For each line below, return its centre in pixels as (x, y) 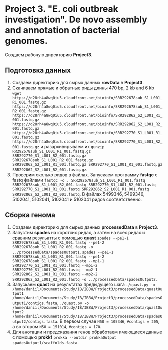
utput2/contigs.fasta (35, 321)
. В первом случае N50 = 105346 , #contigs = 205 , (108, 321)
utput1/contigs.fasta (35, 303)
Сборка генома (30, 215)
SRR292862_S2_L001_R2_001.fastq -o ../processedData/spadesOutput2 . (85, 279)
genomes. (27, 41)
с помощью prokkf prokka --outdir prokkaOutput (64, 337)
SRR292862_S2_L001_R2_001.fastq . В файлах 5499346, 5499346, (78, 194)
